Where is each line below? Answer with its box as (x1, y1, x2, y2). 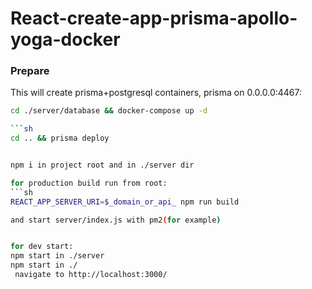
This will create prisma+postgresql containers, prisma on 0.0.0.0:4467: (10, 87, 302, 99)
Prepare (10, 64, 50, 78)
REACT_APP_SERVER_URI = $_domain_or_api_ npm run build (10, 197, 240, 207)
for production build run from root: (10, 178, 168, 188)
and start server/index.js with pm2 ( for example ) (10, 215, 222, 225)
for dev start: (10, 242, 74, 252)
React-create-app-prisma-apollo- (10, 7, 298, 30)
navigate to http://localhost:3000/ (14, 270, 168, 280)
